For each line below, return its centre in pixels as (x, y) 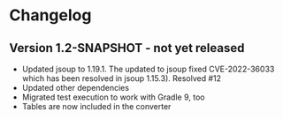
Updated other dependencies (76, 88)
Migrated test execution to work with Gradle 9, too (113, 97)
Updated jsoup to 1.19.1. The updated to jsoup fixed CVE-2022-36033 (148, 69)
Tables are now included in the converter (96, 106)
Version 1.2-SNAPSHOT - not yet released (127, 48)
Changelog (50, 15)
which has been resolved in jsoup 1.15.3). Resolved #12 (122, 78)
